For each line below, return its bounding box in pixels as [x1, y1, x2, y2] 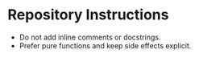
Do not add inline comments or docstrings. [19, 32, 161, 42]
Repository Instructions [7, 6, 169, 24]
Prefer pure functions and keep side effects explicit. [19, 40, 192, 50]
